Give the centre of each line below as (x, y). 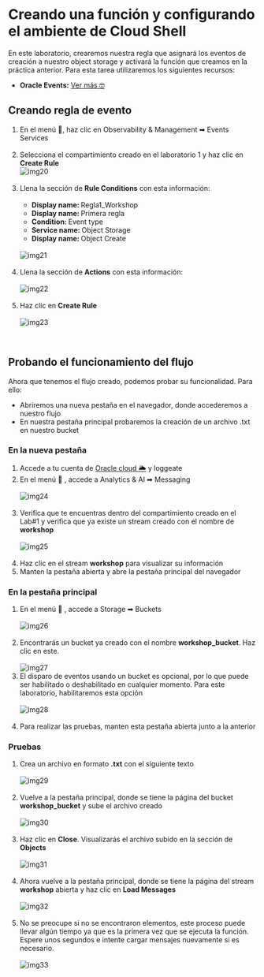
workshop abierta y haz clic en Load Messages (97, 889)
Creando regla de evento (70, 111)
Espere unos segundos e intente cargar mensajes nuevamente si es (130, 940)
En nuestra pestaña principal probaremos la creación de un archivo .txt (135, 421)
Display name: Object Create (78, 238)
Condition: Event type (67, 222)
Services (34, 138)
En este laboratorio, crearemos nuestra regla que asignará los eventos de (127, 53)
